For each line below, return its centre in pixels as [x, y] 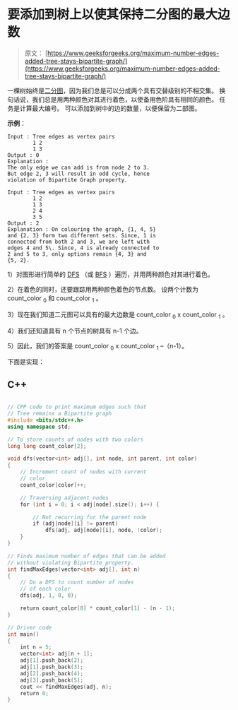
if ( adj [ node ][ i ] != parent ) [76, 523]
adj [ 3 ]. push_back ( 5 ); [52, 680]
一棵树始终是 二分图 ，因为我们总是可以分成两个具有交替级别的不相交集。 [112, 90]
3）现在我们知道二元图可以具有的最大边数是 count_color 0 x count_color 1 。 [118, 315]
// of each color [46, 589]
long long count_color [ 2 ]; [47, 446]
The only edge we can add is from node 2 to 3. [79, 167]
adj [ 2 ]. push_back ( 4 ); [52, 673]
